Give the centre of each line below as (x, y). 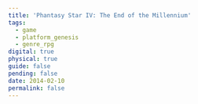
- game (26, 30)
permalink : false (37, 88)
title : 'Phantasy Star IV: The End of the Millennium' (100, 15)
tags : (17, 23)
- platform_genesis (47, 37)
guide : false (29, 66)
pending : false (33, 74)
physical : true (33, 59)
